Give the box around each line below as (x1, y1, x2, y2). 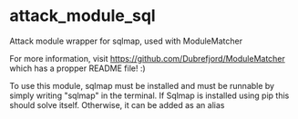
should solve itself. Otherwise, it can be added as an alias (9, 99, 225, 110)
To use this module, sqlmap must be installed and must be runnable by (9, 80, 275, 91)
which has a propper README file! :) (9, 63, 146, 74)
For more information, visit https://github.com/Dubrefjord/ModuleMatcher (9, 53, 285, 64)
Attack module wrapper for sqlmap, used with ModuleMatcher (9, 35, 243, 46)
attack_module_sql (9, 5, 157, 26)
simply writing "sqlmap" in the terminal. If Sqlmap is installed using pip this (9, 90, 290, 101)
